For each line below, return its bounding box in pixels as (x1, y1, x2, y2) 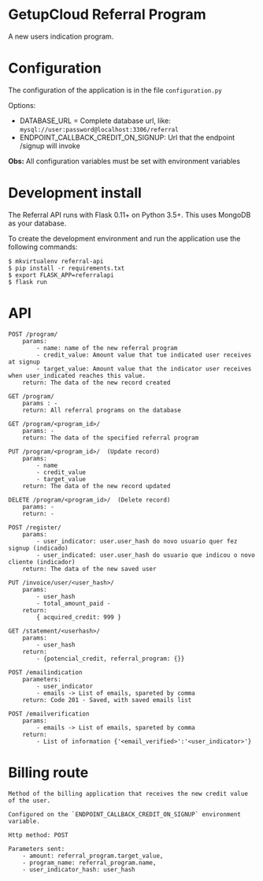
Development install (8, 184, 142, 202)
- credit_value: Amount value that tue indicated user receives (36, 351, 252, 359)
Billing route (8, 763, 89, 782)
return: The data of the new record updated (22, 482, 171, 490)
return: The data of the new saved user (22, 565, 157, 573)
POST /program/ (8, 330, 58, 338)
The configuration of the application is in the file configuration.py (8, 85, 222, 95)
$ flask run (8, 278, 47, 286)
